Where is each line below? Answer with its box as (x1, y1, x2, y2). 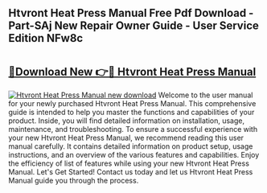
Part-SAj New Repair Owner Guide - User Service (8, 19, 260, 33)
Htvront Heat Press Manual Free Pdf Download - (8, 6, 254, 20)
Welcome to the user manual (158, 90, 253, 100)
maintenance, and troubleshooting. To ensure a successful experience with (8, 125, 258, 133)
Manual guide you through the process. (8, 176, 139, 185)
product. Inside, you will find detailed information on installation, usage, (8, 116, 245, 125)
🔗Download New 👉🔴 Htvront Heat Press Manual (8, 64, 257, 79)
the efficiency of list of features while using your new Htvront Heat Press (8, 158, 249, 168)
